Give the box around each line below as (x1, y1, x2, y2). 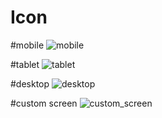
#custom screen (10, 97, 78, 109)
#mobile (10, 39, 45, 51)
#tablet (10, 58, 40, 70)
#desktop (10, 77, 50, 90)
